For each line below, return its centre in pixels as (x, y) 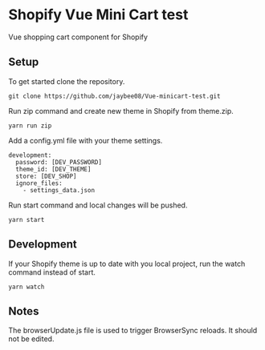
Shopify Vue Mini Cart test (98, 15)
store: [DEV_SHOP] (47, 176)
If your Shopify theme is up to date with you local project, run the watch (127, 264)
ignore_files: (39, 183)
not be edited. (31, 339)
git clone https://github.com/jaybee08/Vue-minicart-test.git (114, 96)
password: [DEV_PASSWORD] (59, 162)
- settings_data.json (59, 190)
